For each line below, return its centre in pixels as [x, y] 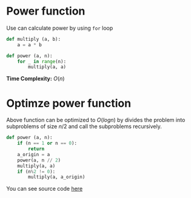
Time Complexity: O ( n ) [35, 79]
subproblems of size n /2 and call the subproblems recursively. [84, 126]
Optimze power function [69, 103]
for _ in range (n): [42, 61]
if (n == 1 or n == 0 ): [47, 143]
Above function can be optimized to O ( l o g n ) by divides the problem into [96, 120]
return [36, 149]
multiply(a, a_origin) [57, 177]
